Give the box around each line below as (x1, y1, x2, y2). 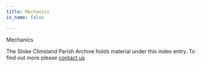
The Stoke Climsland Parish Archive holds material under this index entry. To (6, 47, 196, 54)
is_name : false (6, 14, 44, 20)
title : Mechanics (6, 8, 50, 15)
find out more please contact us (6, 54, 85, 61)
